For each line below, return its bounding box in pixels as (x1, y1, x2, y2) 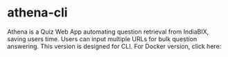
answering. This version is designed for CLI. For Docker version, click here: (7, 42, 222, 50)
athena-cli (7, 5, 68, 21)
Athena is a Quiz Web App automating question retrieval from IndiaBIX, (7, 27, 209, 36)
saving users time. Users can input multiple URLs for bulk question (7, 34, 198, 43)
